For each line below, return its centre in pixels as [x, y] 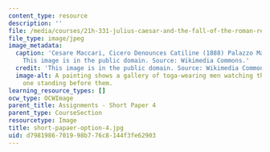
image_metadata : [35, 46]
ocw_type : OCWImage [41, 98]
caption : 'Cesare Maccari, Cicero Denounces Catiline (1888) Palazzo [134, 53]
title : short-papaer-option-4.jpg [66, 128]
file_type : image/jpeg [46, 38]
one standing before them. [68, 83]
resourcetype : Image [43, 121]
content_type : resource [48, 16]
